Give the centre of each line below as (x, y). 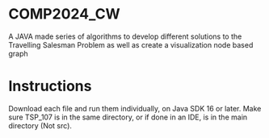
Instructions (50, 86)
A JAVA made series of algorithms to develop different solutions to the (125, 36)
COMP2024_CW (65, 14)
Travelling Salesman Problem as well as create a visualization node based (131, 44)
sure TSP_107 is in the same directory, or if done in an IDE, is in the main (128, 117)
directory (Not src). (40, 125)
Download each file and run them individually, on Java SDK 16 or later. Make (135, 108)
